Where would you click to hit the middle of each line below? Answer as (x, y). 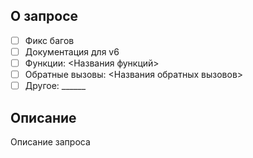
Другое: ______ (55, 86)
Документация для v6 (72, 51)
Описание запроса (50, 141)
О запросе (44, 16)
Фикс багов (49, 40)
